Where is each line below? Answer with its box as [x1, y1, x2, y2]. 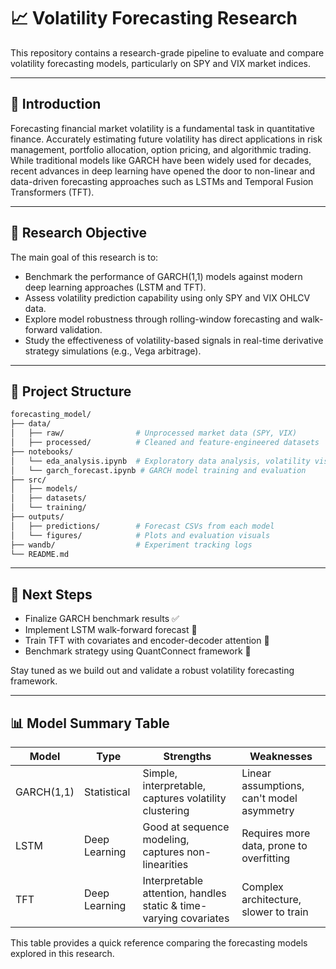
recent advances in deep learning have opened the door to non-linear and [10, 165, 316, 177]
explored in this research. [10, 948, 115, 959]
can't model [241, 791, 298, 805]
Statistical [84, 785, 131, 799]
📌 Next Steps [10, 586, 93, 603]
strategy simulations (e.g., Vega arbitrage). [24, 345, 202, 357]
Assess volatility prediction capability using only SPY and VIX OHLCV [24, 291, 311, 304]
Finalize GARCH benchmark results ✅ [24, 613, 180, 625]
